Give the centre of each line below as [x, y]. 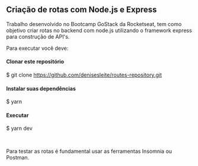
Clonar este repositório [35, 62]
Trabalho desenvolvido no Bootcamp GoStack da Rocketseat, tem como [94, 24]
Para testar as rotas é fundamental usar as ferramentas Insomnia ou [89, 151]
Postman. [18, 158]
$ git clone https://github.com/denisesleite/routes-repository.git [84, 75]
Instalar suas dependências [41, 88]
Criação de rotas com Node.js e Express [82, 10]
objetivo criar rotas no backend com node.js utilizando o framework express [99, 30]
